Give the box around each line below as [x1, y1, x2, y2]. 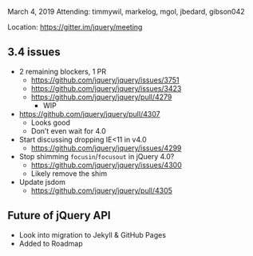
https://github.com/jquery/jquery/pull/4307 [18, 109, 160, 118]
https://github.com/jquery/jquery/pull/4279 [30, 92, 172, 102]
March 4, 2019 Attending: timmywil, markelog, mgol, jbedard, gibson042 [7, 7, 245, 16]
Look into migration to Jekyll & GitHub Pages [18, 230, 167, 239]
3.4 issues [7, 46, 61, 59]
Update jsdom [18, 177, 65, 186]
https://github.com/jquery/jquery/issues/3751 [30, 75, 180, 85]
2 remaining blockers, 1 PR [18, 66, 107, 76]
